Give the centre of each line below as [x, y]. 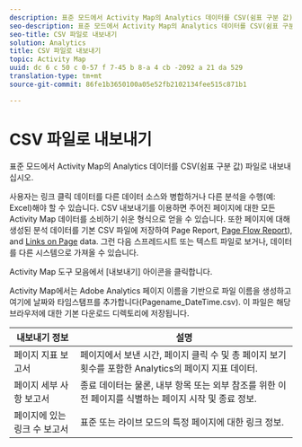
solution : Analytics [48, 43]
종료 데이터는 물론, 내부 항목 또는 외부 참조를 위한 [178, 385]
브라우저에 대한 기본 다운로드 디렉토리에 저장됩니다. [99, 313]
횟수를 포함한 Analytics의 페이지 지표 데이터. [169, 368]
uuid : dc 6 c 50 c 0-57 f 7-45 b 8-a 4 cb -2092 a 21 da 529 [126, 68]
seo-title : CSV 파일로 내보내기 [63, 34]
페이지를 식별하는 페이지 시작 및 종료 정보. [173, 399]
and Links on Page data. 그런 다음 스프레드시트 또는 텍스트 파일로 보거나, [139, 241]
